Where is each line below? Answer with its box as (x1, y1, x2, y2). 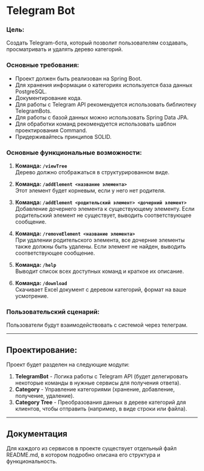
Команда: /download (15, 280, 67, 287)
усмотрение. (15, 292, 49, 300)
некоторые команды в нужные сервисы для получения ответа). (15, 379, 181, 387)
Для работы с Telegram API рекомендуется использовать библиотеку (15, 101, 197, 108)
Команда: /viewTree (15, 162, 67, 169)
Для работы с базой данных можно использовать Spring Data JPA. (15, 113, 189, 121)
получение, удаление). (15, 392, 75, 400)
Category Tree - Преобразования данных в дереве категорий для (15, 398, 186, 406)
